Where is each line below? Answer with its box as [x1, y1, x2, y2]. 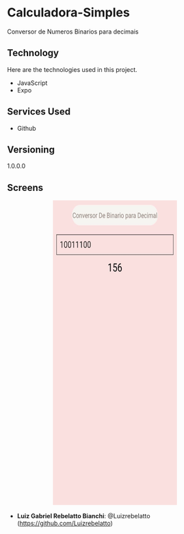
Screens [7, 181, 43, 193]
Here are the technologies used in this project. [7, 65, 138, 73]
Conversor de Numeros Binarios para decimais [7, 27, 139, 36]
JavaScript [16, 79, 48, 87]
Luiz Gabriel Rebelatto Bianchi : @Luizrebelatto [16, 512, 150, 520]
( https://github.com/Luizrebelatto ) [16, 519, 113, 528]
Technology [7, 47, 60, 59]
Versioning [7, 144, 55, 155]
